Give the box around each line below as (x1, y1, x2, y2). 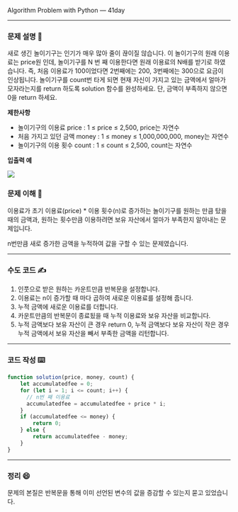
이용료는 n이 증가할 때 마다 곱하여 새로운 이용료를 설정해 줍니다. (17, 293, 193, 302)
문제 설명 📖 (7, 31, 42, 41)
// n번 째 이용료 (25, 393, 70, 401)
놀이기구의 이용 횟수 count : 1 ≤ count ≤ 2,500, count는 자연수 (17, 141, 193, 149)
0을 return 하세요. (7, 93, 58, 102)
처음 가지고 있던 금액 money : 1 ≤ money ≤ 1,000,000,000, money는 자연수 (17, 132, 229, 141)
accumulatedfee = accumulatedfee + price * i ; (25, 400, 166, 407)
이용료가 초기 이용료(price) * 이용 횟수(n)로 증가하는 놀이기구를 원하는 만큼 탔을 (7, 206, 227, 215)
